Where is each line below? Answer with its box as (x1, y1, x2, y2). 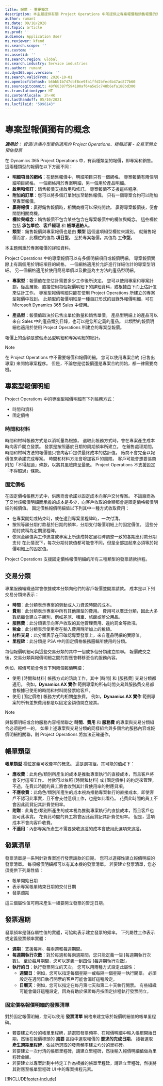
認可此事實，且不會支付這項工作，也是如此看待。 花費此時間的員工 (20, 795, 154, 801)
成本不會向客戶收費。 (12, 820, 55, 825)
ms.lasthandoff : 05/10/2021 (5, 98, 62, 102)
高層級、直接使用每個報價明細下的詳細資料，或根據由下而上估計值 (25, 283, 157, 289)
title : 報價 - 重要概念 (5, 7, 49, 12)
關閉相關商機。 (12, 210, 42, 216)
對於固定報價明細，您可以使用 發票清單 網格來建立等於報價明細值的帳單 (5, 1013, 148, 1019)
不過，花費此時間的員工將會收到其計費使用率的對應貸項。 (12, 783, 127, 789)
